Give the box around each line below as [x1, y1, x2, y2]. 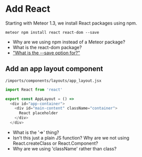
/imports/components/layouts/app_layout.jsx [5, 78, 102, 83]
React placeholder [18, 110, 58, 116]
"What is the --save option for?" [12, 50, 80, 56]
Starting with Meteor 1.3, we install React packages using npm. [5, 20, 137, 26]
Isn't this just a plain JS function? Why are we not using [12, 134, 129, 141]
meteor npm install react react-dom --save [5, 30, 100, 35]
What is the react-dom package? [12, 44, 82, 50]
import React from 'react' [5, 87, 63, 92]
